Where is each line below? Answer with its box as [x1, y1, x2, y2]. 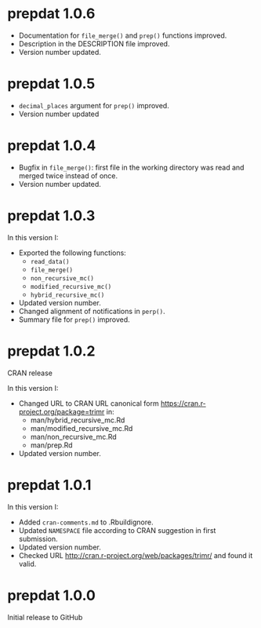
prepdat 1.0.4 [7, 137, 96, 155]
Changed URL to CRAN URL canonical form [18, 398, 159, 408]
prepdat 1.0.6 [7, 5, 96, 23]
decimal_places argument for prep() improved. [18, 100, 169, 110]
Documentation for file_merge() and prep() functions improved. [18, 31, 227, 40]
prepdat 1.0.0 [7, 586, 96, 604]
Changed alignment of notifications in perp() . [18, 306, 165, 316]
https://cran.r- [160, 398, 207, 408]
